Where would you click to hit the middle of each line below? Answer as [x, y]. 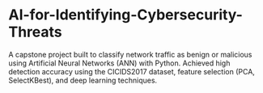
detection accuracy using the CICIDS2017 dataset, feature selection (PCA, [131, 71]
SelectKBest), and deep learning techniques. [83, 80]
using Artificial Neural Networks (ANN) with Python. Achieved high [119, 63]
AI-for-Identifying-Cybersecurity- [125, 15]
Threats [35, 32]
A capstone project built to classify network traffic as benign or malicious [130, 54]
